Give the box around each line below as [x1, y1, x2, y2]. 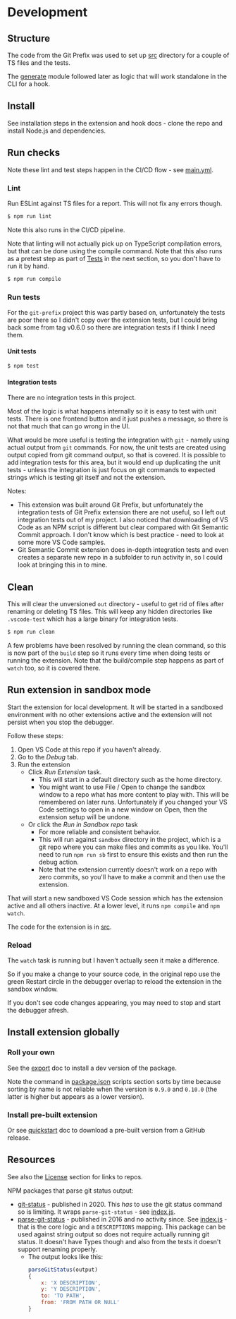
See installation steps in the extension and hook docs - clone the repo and [7, 119, 223, 127]
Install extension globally [7, 1026, 120, 1038]
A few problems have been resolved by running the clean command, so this [7, 641, 227, 649]
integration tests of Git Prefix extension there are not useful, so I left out [17, 508, 225, 517]
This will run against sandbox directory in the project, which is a [38, 835, 221, 843]
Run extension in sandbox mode [7, 684, 151, 696]
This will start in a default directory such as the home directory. [38, 775, 223, 783]
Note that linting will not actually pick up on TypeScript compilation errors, [7, 239, 223, 248]
